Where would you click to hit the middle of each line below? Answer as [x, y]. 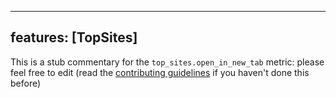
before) [26, 83]
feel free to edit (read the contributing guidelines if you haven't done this [160, 72]
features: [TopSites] [74, 37]
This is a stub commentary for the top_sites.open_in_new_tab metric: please [167, 62]
